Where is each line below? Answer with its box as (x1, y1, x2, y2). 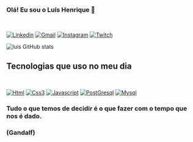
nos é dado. (6, 112, 42, 121)
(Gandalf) (6, 128, 35, 136)
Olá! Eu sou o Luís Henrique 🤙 (6, 6, 96, 14)
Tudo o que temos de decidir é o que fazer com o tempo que (6, 104, 188, 113)
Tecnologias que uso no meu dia (6, 61, 132, 71)
